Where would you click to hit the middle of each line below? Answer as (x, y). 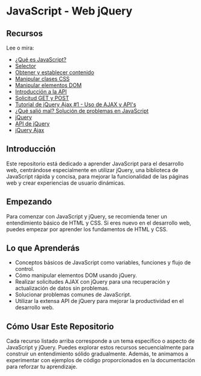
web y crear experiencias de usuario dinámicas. (66, 183)
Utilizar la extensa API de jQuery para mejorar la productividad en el (99, 301)
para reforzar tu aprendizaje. (42, 367)
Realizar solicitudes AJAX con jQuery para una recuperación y (92, 282)
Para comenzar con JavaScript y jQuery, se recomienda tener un (87, 216)
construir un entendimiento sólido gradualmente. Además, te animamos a (97, 354)
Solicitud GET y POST (42, 98)
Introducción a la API (41, 91)
